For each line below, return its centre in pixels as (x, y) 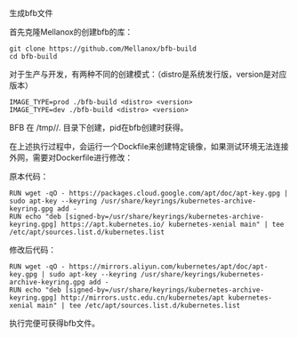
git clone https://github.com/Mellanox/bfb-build (103, 49)
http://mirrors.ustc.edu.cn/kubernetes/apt (143, 298)
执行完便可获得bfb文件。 (55, 323)
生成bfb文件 (31, 13)
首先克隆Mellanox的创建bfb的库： (71, 32)
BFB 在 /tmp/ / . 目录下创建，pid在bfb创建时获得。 (99, 128)
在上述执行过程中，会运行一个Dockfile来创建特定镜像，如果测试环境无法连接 (149, 146)
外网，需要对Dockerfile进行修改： (71, 157)
